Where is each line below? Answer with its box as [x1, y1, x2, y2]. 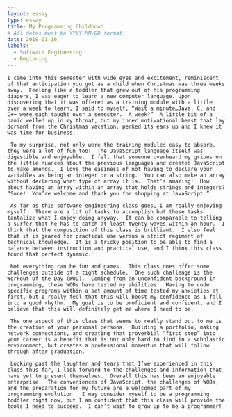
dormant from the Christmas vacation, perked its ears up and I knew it [7, 123, 222, 130]
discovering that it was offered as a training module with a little [7, 99, 213, 106]
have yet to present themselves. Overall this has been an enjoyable [7, 373, 216, 379]
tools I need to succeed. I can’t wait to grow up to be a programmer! [7, 402, 222, 410]
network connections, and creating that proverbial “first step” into [7, 329, 216, 337]
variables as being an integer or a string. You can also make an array [7, 172, 226, 179]
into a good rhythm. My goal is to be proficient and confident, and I [7, 300, 222, 306]
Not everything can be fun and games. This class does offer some [10, 263, 210, 270]
